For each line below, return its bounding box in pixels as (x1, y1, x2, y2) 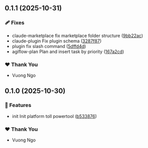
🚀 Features (5, 102, 32, 109)
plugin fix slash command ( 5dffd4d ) (12, 43, 86, 49)
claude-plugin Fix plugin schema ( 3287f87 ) (12, 37, 102, 44)
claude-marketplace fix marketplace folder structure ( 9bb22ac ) (12, 32, 143, 38)
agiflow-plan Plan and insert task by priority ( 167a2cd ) (12, 48, 124, 54)
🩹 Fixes (5, 19, 25, 26)
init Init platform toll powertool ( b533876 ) (12, 113, 97, 119)
